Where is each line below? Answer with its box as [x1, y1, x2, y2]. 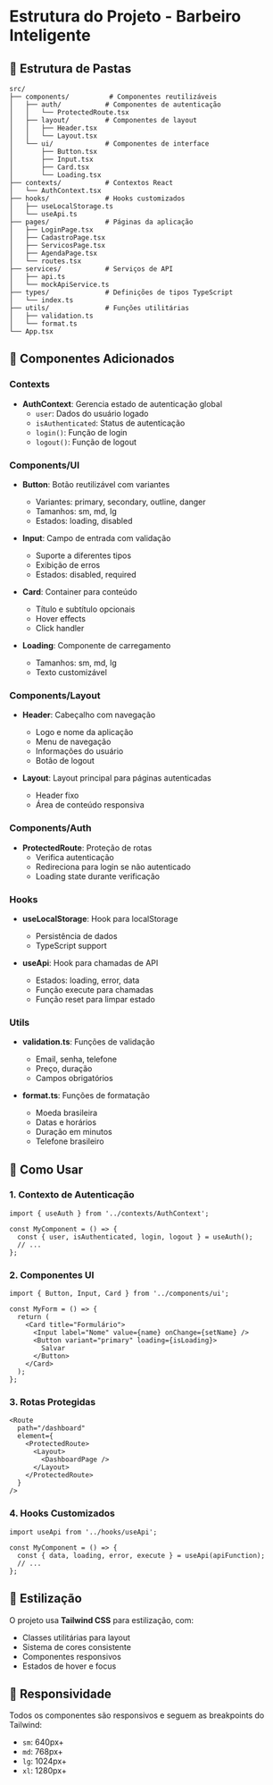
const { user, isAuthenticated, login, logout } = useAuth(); [17, 1232, 253, 1241]
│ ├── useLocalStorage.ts [9, 202, 114, 211]
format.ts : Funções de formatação [21, 1090, 150, 1101]
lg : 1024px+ [21, 1755, 67, 1767]
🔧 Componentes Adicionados [9, 351, 176, 367]
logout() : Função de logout [35, 436, 136, 447]
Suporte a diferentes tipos [35, 550, 132, 561]
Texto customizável [35, 666, 107, 677]
